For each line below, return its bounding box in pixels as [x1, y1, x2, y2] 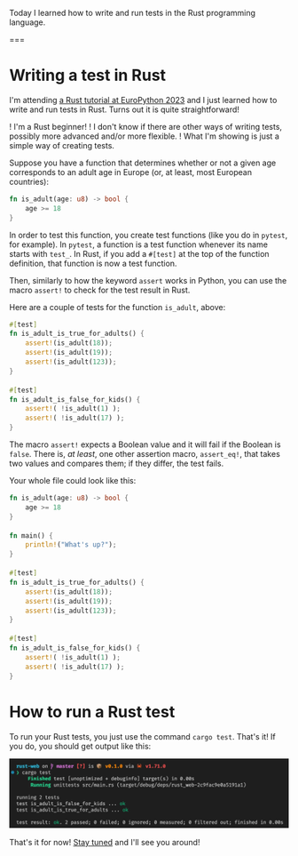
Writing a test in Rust [9, 66, 167, 85]
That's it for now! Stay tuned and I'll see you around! [9, 837, 200, 847]
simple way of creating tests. [9, 140, 115, 150]
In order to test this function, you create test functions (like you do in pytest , [9, 229, 288, 240]
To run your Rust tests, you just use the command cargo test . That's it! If [9, 731, 277, 741]
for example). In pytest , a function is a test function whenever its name [9, 239, 269, 250]
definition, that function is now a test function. [9, 258, 177, 268]
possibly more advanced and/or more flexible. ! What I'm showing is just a [9, 131, 279, 141]
